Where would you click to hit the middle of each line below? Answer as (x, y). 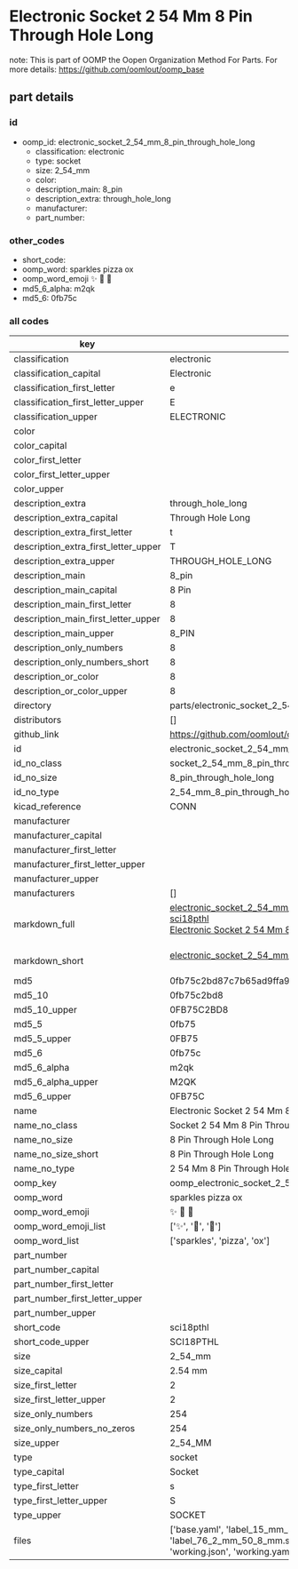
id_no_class (38, 763)
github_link (36, 735)
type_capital (39, 1472)
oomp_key (35, 1183)
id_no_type (36, 792)
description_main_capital (66, 590)
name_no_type (44, 1168)
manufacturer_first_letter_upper (79, 864)
